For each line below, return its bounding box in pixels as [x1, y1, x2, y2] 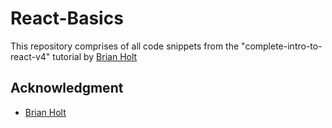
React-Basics [10, 7, 124, 30]
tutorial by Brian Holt [52, 50, 138, 62]
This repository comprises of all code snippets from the [10, 40, 240, 52]
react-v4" [10, 50, 51, 62]
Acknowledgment [10, 80, 124, 97]
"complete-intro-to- [241, 40, 323, 52]
